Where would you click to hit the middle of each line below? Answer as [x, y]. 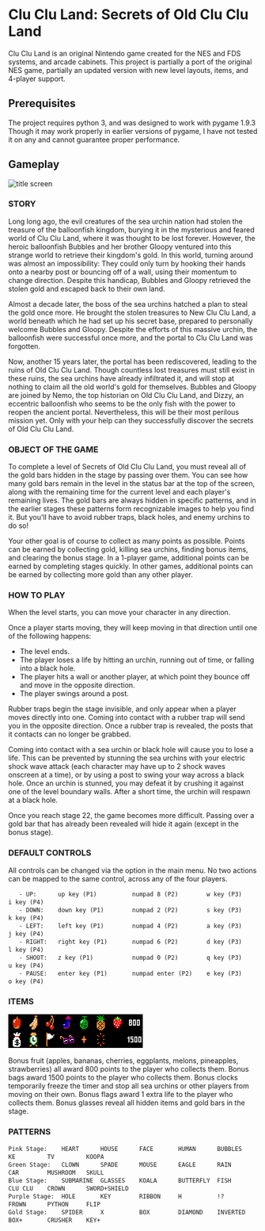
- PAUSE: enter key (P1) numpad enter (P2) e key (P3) [131, 973]
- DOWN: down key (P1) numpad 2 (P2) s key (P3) [131, 910]
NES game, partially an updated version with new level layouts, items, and [129, 70]
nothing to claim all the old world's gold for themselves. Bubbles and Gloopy [132, 387]
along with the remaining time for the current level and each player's [119, 492]
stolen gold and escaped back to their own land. [87, 289]
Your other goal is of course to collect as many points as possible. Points [127, 541]
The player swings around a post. [74, 694]
